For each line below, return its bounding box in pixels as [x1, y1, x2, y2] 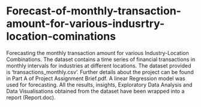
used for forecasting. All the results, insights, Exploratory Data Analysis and [6, 81, 193, 88]
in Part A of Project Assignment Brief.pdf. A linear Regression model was [6, 75, 185, 82]
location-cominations [6, 30, 116, 43]
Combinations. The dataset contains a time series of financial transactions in [6, 56, 196, 63]
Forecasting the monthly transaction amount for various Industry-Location [6, 49, 189, 56]
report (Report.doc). [6, 94, 56, 101]
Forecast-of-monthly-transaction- [6, 4, 182, 18]
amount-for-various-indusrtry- [6, 17, 165, 30]
